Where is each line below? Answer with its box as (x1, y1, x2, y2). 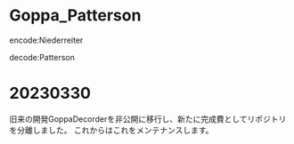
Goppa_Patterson (9, 5, 142, 26)
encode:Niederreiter (9, 35, 84, 45)
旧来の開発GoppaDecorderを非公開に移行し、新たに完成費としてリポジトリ (9, 113, 287, 124)
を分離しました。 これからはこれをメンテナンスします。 (9, 124, 214, 135)
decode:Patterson (9, 52, 76, 62)
